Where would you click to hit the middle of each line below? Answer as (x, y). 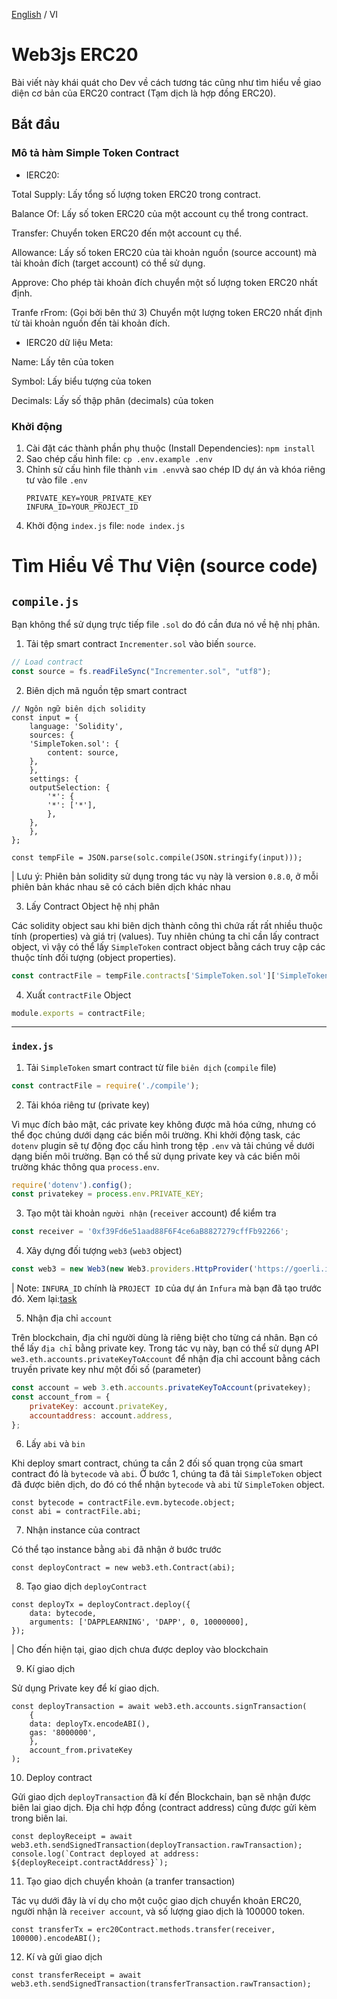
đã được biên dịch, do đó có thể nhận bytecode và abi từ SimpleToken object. (168, 1485)
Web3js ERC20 (75, 55)
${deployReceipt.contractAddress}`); (90, 1863)
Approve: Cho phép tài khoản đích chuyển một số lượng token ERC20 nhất (164, 282)
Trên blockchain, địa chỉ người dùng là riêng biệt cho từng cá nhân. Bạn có (164, 1338)
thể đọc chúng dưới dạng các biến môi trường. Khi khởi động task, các (156, 1135)
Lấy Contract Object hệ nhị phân (92, 906)
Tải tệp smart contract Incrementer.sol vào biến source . (141, 643)
